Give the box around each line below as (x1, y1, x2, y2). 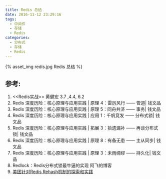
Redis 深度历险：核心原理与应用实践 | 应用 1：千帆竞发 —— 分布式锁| (12, 112, 154, 118)
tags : (5, 16, 16, 21)
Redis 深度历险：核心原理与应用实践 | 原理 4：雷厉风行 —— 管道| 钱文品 (12, 100, 161, 106)
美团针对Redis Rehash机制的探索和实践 (12, 168, 93, 175)
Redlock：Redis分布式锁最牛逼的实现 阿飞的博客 (12, 162, 112, 168)
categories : (5, 35, 30, 40)
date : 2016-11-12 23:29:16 (5, 12, 61, 17)
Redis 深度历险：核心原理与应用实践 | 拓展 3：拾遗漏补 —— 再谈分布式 (12, 125, 158, 131)
